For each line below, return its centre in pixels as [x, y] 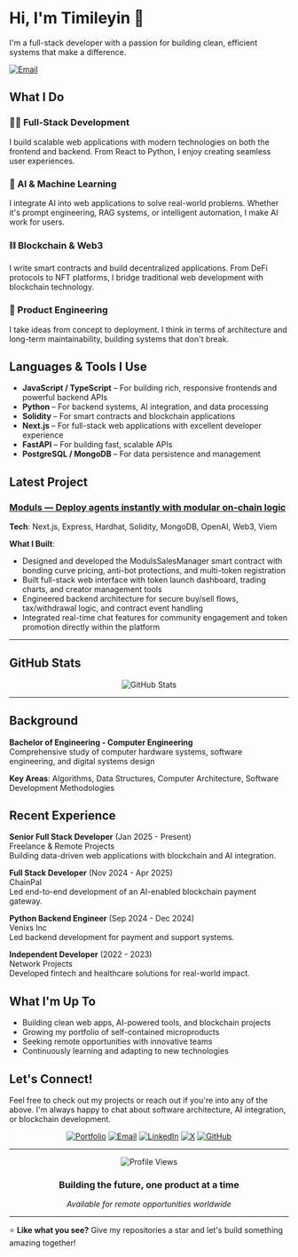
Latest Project [49, 482]
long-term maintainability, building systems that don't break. [119, 339]
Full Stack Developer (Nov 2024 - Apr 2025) [91, 873]
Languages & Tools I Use [78, 366]
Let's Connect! [51, 1079]
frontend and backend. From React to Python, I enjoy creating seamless [140, 151]
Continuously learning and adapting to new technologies [125, 1051]
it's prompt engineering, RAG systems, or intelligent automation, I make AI [144, 212]
